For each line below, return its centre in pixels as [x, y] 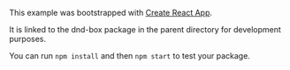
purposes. [28, 39]
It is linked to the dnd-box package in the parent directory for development [145, 29]
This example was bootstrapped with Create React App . [111, 13]
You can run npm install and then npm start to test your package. [130, 56]
